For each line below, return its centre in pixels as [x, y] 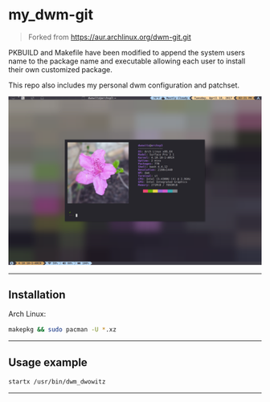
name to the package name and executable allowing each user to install [127, 61]
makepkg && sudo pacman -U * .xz [62, 330]
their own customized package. [60, 69]
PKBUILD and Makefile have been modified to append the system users [127, 52]
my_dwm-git [51, 15]
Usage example [48, 362]
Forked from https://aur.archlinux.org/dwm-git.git [109, 37]
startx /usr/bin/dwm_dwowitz [57, 382]
